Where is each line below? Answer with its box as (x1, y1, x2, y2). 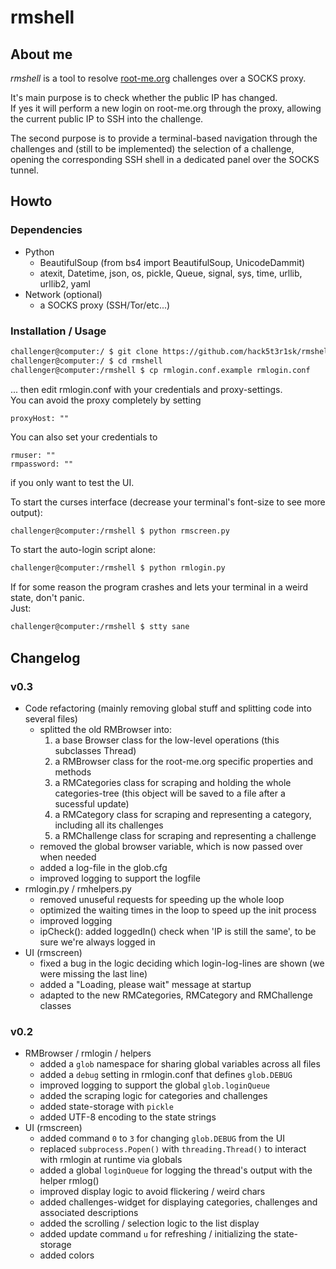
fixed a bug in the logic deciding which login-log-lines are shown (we (39, 957, 325, 969)
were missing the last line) (39, 967, 148, 980)
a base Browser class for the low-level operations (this (54, 734, 280, 746)
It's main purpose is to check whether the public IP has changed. (10, 92, 278, 103)
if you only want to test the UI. (10, 476, 135, 488)
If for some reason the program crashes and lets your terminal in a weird (10, 581, 309, 593)
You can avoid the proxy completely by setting (10, 394, 202, 406)
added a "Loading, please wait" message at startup (39, 978, 252, 990)
